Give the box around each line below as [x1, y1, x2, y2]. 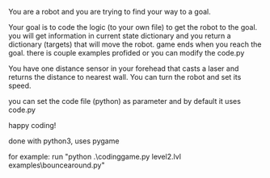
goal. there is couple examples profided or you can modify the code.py [8, 48, 245, 57]
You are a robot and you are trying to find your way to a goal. [8, 7, 212, 16]
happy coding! [8, 121, 57, 130]
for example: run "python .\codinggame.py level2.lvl [8, 152, 182, 161]
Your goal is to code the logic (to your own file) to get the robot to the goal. [8, 23, 258, 31]
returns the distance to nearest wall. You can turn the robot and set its [8, 72, 242, 81]
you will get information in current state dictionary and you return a [8, 31, 232, 40]
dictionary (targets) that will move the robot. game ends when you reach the [8, 39, 262, 49]
